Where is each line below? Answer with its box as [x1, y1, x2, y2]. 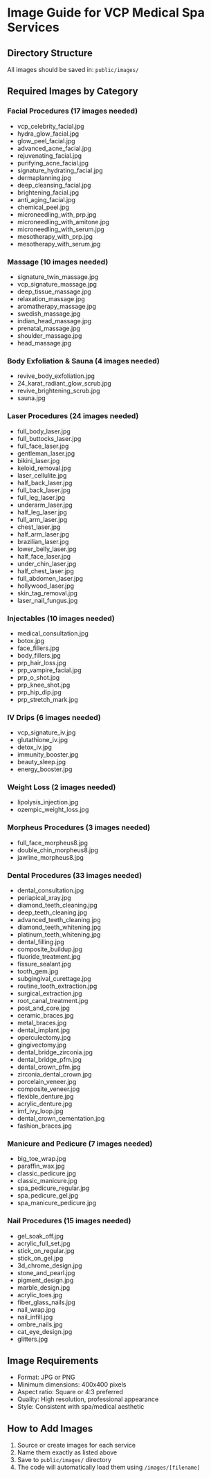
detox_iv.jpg [17, 743, 52, 752]
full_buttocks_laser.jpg [17, 434, 82, 442]
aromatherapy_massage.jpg [17, 302, 97, 310]
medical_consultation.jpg [17, 629, 89, 638]
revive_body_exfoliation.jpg [17, 372, 95, 380]
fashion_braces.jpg [17, 1121, 73, 1130]
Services [7, 19, 60, 35]
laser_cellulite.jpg [17, 471, 67, 479]
